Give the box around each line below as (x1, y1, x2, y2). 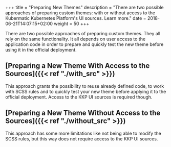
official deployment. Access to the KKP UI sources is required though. (5, 94, 153, 100)
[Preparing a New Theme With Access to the (5, 61, 150, 70)
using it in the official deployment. (5, 47, 77, 53)
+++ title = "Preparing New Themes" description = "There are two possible (5, 5, 164, 10)
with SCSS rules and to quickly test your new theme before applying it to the (5, 88, 166, 94)
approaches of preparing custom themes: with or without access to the (5, 10, 155, 16)
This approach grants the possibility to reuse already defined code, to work (5, 83, 164, 89)
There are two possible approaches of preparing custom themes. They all (5, 31, 160, 36)
